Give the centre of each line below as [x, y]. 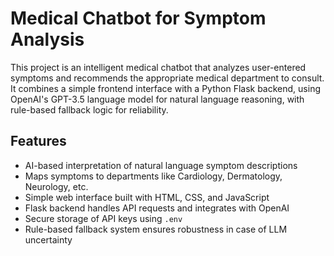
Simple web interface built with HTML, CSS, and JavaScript [147, 197]
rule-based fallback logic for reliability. [89, 109]
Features [38, 141]
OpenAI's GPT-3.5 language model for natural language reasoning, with [157, 99]
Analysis [47, 39]
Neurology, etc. [56, 186]
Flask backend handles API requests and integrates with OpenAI [157, 208]
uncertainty [48, 239]
